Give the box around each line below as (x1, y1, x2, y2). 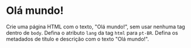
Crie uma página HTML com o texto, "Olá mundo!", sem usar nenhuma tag (6, 23, 186, 30)
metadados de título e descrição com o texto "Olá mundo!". (6, 35, 149, 42)
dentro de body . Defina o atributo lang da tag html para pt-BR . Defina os (6, 29, 179, 36)
